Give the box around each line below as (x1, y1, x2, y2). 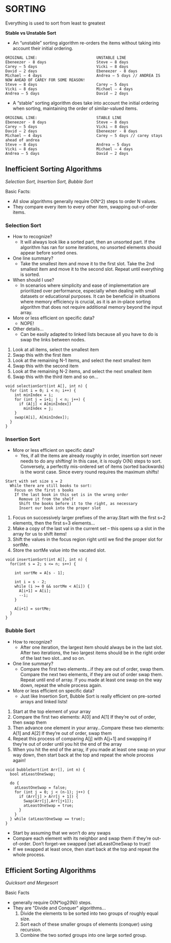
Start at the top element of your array (12, 708, 91, 715)
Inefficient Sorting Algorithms (5, 165, 102, 174)
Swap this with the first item (12, 352, 71, 358)
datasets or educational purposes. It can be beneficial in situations (20, 293, 160, 300)
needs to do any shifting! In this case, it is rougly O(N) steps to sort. (20, 458, 162, 464)
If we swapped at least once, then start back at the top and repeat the (12, 846, 159, 852)
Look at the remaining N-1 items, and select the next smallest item (12, 357, 151, 363)
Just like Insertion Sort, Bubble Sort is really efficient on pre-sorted (20, 693, 161, 699)
